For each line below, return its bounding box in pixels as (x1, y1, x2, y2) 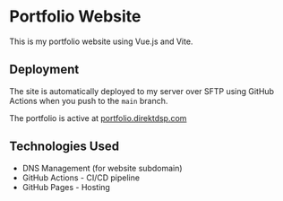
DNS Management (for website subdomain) (21, 162, 183, 173)
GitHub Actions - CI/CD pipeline (21, 172, 141, 183)
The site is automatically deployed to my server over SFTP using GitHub (9, 85, 275, 96)
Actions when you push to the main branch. (9, 95, 168, 106)
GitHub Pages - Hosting (21, 181, 110, 192)
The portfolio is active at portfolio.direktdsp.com (9, 112, 187, 123)
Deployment (9, 62, 80, 77)
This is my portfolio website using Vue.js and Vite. (9, 36, 193, 47)
